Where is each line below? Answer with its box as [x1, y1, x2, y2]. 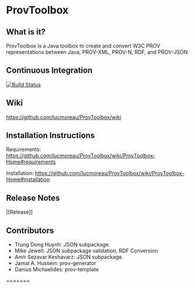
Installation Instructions [6, 131, 95, 140]
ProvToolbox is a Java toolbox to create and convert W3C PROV [6, 42, 160, 49]
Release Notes [6, 193, 60, 203]
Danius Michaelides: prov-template [14, 266, 100, 273]
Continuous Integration [6, 66, 93, 76]
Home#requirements [6, 159, 56, 166]
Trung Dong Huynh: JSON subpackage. [14, 241, 111, 248]
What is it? [6, 27, 46, 37]
